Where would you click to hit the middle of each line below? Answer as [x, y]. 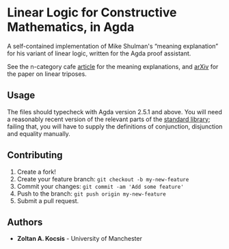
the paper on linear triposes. [47, 74]
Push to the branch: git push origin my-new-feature [91, 194]
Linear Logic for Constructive [92, 13]
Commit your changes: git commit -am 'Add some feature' [100, 186]
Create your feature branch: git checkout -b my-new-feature [103, 179]
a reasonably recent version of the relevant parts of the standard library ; [109, 119]
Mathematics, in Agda [71, 27]
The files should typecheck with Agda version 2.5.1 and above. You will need [114, 112]
